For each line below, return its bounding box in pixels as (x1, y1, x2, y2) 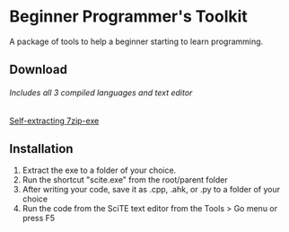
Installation (9, 141, 74, 156)
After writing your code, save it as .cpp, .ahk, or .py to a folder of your (22, 184, 281, 195)
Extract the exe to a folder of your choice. (22, 165, 177, 176)
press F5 (22, 213, 56, 224)
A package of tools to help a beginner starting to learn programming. (9, 36, 264, 47)
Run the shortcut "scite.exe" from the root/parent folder (22, 174, 228, 185)
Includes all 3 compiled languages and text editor (9, 87, 193, 98)
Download (9, 62, 67, 77)
